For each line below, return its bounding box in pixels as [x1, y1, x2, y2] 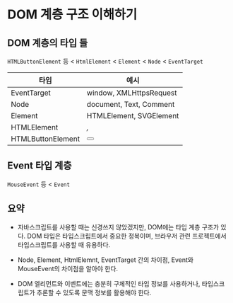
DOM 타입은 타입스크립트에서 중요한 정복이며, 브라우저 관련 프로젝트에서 [27, 231, 227, 240]
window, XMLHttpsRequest [86, 88, 177, 98]
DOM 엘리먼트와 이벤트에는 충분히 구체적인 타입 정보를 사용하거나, [17, 279, 201, 287]
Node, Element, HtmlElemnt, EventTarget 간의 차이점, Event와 [17, 256, 194, 264]
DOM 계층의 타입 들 [7, 37, 88, 49]
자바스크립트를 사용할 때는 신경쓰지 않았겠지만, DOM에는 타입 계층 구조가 [17, 222, 220, 231]
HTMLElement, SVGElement [86, 111, 179, 120]
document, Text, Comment [86, 100, 175, 109]
